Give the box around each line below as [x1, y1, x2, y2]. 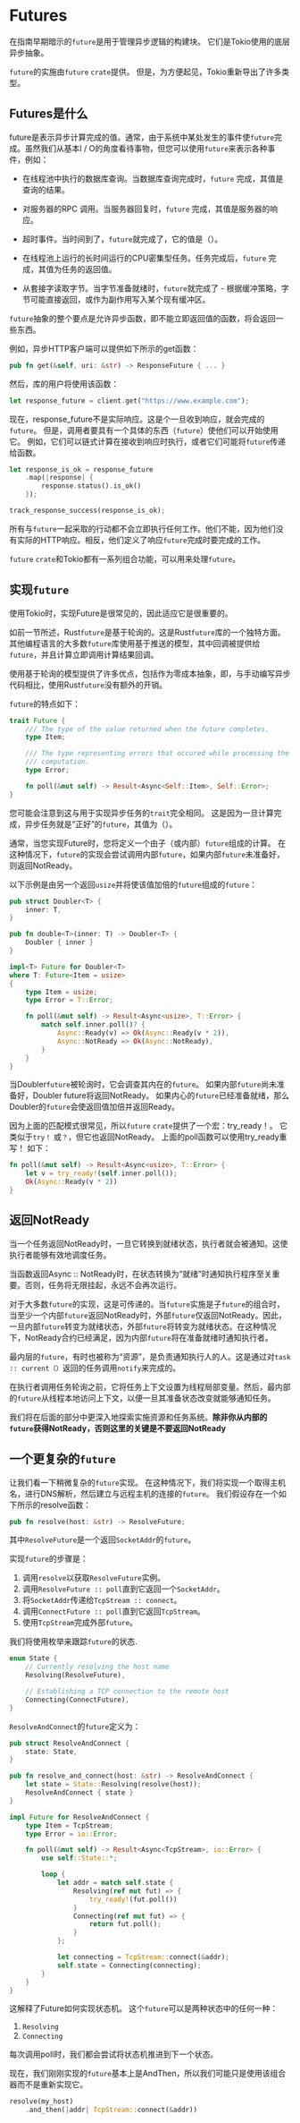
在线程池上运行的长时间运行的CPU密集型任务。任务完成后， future [21, 252, 267, 263]
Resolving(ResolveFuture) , [25, 1671, 126, 1680]
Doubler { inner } [25, 938, 94, 947]
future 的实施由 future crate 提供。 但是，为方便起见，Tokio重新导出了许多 [9, 66, 282, 77]
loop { [41, 1870, 66, 1880]
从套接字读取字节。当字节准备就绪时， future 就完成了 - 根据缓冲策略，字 [21, 283, 290, 294]
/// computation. [25, 757, 90, 766]
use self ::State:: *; [41, 1854, 118, 1863]
